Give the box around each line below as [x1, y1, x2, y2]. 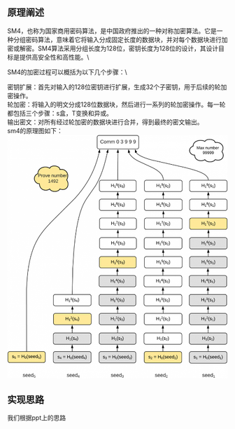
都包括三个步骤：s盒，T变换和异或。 [7, 109, 113, 117]
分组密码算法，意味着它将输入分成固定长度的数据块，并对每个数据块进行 [13, 35, 222, 43]
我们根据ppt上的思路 [7, 414, 66, 422]
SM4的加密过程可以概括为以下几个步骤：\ [7, 67, 127, 76]
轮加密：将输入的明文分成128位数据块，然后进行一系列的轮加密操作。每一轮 [7, 100, 226, 109]
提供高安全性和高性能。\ [19, 53, 90, 61]
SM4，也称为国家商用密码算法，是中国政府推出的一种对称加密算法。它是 [7, 27, 217, 35]
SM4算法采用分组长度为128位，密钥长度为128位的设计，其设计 [37, 44, 219, 53]
